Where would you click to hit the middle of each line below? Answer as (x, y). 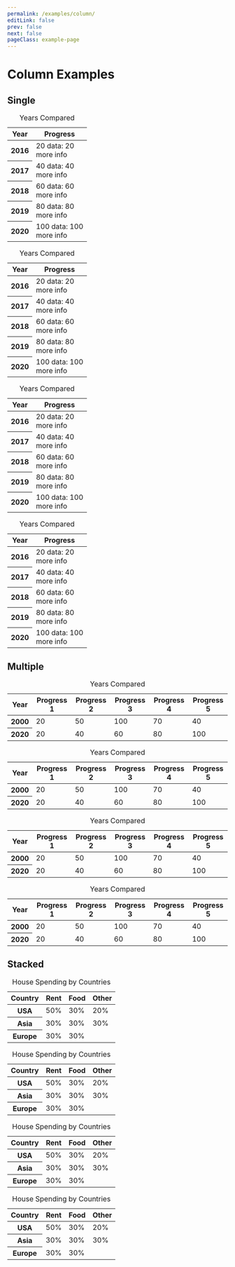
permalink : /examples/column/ (51, 14)
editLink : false (31, 20)
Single (21, 100)
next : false (24, 33)
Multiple (26, 666)
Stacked (26, 964)
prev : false (24, 27)
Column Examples (61, 75)
